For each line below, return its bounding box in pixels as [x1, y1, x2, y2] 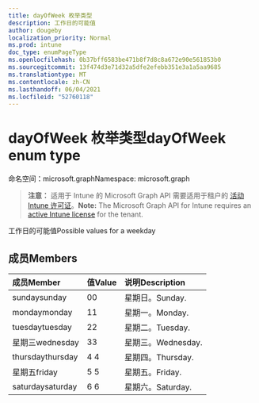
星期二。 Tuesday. [124, 322, 191, 333]
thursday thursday [12, 351, 78, 362]
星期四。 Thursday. [124, 352, 194, 363]
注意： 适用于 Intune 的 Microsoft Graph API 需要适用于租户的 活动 [27, 191, 244, 201]
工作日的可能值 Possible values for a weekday [8, 226, 156, 236]
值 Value [86, 277, 117, 288]
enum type [8, 147, 81, 165]
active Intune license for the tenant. [27, 209, 144, 219]
